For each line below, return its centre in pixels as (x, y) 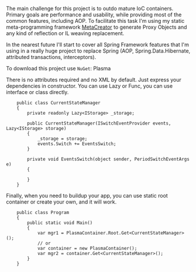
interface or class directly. (37, 92)
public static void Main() (60, 223)
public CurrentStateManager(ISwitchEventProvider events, (99, 123)
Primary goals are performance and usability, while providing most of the (94, 15)
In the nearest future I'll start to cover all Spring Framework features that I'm (97, 44)
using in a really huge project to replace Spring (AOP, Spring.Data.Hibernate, (98, 51)
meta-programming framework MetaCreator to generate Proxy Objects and (97, 27)
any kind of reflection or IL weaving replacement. (65, 33)
